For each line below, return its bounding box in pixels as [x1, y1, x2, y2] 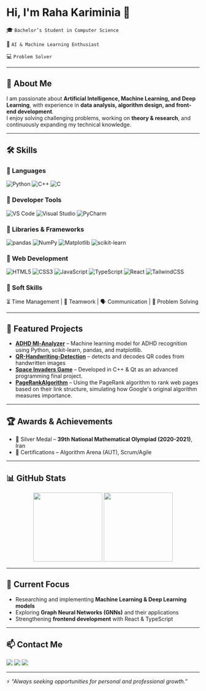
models [15, 602, 35, 609]
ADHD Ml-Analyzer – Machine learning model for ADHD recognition [15, 340, 188, 347]
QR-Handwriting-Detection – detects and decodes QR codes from [15, 353, 185, 361]
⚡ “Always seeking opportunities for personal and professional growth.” [6, 678, 188, 685]
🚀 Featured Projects [6, 324, 83, 334]
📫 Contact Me [6, 639, 63, 650]
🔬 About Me [6, 78, 52, 89]
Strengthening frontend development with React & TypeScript [15, 615, 174, 622]
